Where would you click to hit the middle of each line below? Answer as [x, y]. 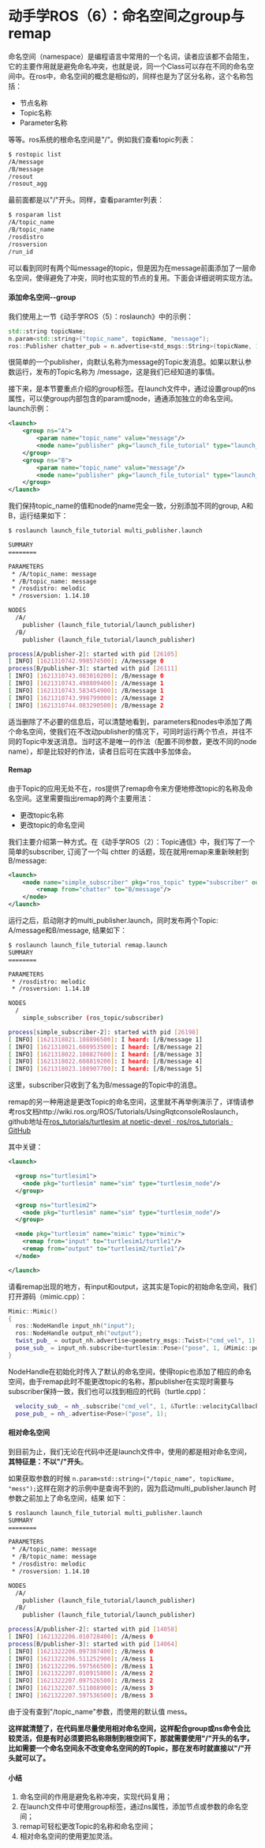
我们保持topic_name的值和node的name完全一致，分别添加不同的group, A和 [131, 506]
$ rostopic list [35, 154]
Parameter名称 [44, 123]
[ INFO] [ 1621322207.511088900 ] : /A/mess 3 [81, 1688]
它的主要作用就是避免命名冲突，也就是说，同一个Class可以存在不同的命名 [128, 66]
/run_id [21, 251]
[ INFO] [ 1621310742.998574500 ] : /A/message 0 [86, 661]
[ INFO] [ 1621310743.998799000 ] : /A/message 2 [86, 698]
